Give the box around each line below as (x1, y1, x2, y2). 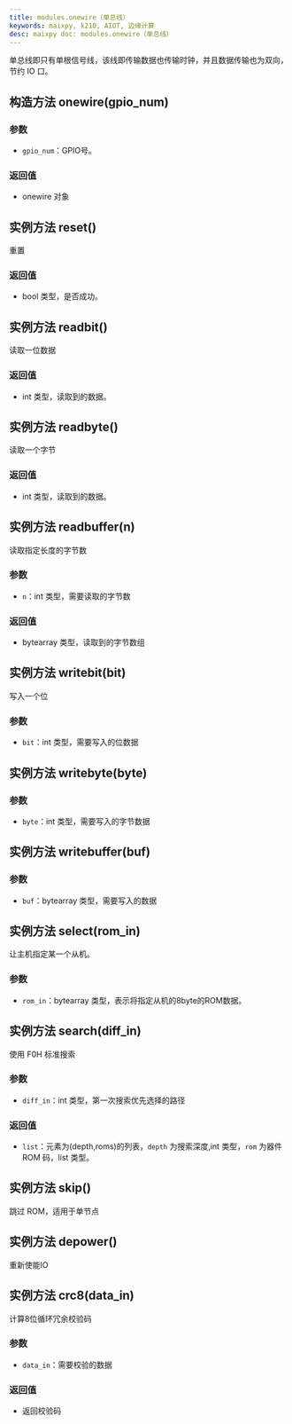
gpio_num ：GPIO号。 (21, 146, 96, 156)
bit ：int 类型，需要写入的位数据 (21, 737, 139, 748)
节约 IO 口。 (9, 66, 53, 76)
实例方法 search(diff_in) (9, 1024, 142, 1039)
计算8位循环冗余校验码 (9, 1313, 92, 1324)
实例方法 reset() (9, 219, 97, 235)
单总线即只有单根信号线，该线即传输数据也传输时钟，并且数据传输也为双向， (9, 55, 288, 66)
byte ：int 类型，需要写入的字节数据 (21, 815, 150, 826)
